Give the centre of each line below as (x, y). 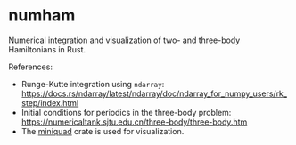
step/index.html (50, 102)
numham (42, 16)
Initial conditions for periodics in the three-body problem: (126, 112)
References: (30, 67)
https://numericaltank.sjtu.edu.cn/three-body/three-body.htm (134, 122)
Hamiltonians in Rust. (47, 49)
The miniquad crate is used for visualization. (103, 131)
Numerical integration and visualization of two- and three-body (124, 40)
